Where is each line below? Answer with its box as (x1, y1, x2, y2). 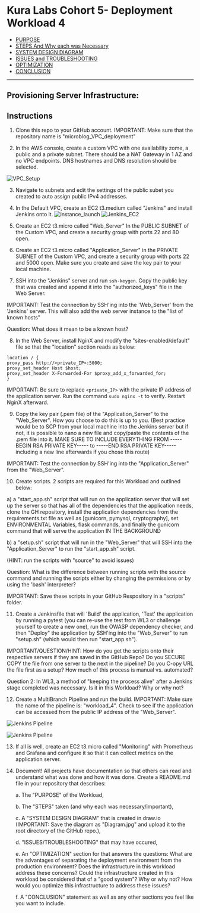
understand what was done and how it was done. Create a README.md (15, 774, 191, 781)
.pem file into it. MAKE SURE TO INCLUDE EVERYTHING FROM (15, 436, 169, 443)
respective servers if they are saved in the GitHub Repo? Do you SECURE (7, 654, 186, 661)
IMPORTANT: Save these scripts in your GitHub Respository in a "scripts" (7, 592, 186, 600)
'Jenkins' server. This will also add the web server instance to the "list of (7, 308, 183, 315)
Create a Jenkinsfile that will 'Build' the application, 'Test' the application (15, 610, 193, 617)
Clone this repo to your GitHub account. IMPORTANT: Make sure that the (15, 126, 193, 134)
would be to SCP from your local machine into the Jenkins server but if (15, 423, 189, 430)
